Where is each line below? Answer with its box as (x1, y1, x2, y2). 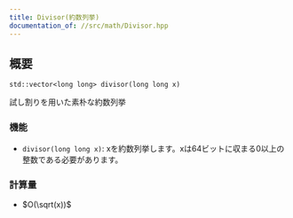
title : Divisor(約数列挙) (9, 12, 100, 22)
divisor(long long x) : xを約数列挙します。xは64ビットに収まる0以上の (21, 143, 285, 153)
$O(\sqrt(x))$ (21, 199, 72, 209)
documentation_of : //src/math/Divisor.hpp (9, 21, 169, 30)
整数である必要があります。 (21, 154, 123, 165)
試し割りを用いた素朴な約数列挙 (9, 97, 126, 107)
